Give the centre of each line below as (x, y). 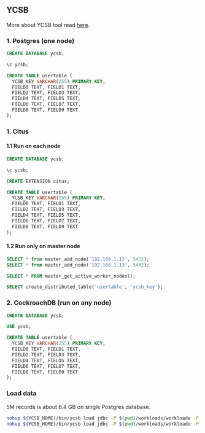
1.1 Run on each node (33, 146)
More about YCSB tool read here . (48, 25)
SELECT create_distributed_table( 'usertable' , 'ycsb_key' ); (85, 287)
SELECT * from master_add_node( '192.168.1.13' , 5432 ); (78, 265)
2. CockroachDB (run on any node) (59, 303)
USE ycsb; (19, 327)
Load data (21, 394)
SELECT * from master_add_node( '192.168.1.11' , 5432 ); (78, 259)
